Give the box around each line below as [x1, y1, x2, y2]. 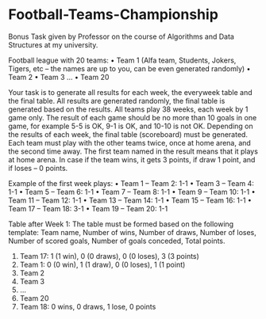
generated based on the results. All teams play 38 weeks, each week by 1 [8, 104, 249, 114]
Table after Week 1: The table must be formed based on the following [8, 219, 234, 229]
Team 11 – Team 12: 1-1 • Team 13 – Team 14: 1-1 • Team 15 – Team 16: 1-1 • [8, 196, 253, 205]
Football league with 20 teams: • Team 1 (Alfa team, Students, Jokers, [8, 55, 237, 65]
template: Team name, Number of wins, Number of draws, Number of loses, [8, 227, 256, 237]
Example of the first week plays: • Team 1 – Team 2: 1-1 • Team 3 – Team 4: [8, 178, 254, 188]
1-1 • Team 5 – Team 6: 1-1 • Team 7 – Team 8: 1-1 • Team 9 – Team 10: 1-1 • [8, 187, 256, 196]
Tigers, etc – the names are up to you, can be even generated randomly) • [8, 63, 251, 73]
